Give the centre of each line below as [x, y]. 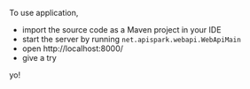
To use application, [44, 13]
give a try [39, 58]
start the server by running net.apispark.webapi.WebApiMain [131, 39]
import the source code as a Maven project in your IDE [121, 30]
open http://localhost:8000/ [73, 48]
